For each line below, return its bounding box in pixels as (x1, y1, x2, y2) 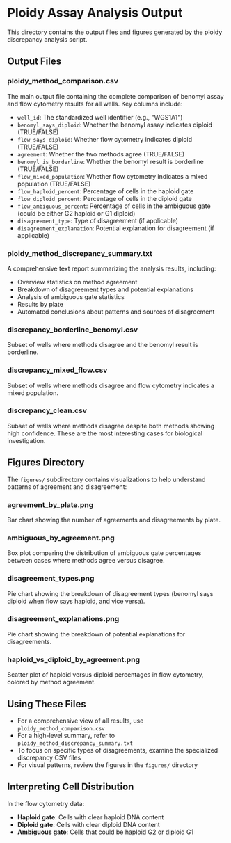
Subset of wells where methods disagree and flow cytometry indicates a (7, 381, 214, 390)
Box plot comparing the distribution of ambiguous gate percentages (7, 549, 202, 557)
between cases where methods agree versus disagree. (7, 556, 165, 565)
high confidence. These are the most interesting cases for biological (7, 429, 203, 437)
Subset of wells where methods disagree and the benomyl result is (7, 341, 198, 349)
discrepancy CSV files (17, 753, 81, 762)
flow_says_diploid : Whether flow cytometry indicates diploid (17, 135, 193, 143)
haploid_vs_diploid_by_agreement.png (7, 655, 141, 664)
